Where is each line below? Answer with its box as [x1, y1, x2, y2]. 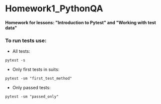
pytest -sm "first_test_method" [5, 76, 72, 81]
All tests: [12, 48, 31, 54]
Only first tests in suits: [12, 67, 60, 72]
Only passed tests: [12, 85, 51, 91]
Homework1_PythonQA [5, 3, 103, 14]
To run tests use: [5, 37, 47, 44]
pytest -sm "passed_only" [5, 94, 59, 99]
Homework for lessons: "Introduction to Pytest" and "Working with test [5, 19, 157, 25]
